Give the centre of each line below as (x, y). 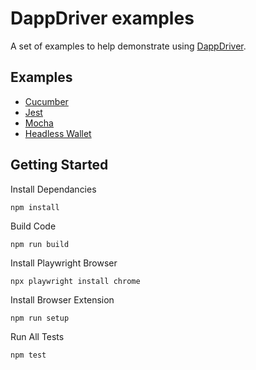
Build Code (33, 226)
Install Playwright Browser (64, 263)
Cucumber (46, 101)
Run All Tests (37, 336)
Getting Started (59, 165)
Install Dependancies (53, 189)
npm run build (40, 244)
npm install (35, 207)
